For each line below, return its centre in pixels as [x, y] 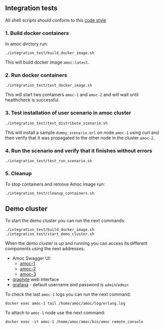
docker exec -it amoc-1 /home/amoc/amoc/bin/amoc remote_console [74, 322]
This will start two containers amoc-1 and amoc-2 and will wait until [72, 95]
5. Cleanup [19, 173]
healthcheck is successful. [33, 100]
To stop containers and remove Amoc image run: [55, 184]
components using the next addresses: [45, 249]
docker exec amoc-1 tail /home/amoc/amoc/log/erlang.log [65, 304]
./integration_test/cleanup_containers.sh [50, 194]
